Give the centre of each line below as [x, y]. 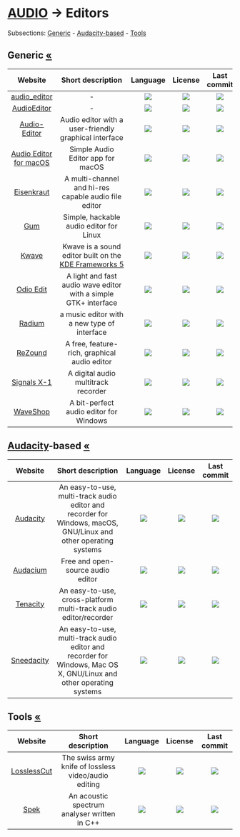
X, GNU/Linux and [87, 673]
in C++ [89, 823]
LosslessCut [32, 771]
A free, [76, 344]
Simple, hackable [92, 217]
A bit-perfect [92, 403]
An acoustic [88, 796]
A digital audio [92, 373]
